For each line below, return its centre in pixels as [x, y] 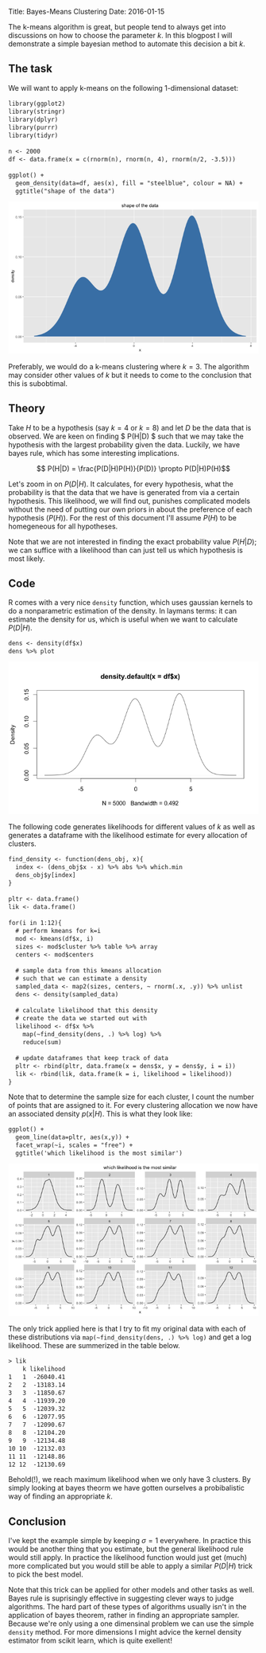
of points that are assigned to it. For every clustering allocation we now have [133, 1105]
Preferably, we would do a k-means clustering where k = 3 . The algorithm [129, 366]
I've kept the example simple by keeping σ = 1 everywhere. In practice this [130, 1540]
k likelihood [44, 1369]
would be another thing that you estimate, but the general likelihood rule [126, 1549]
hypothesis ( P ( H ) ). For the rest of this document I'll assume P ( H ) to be [122, 517]
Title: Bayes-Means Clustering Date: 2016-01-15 [87, 12]
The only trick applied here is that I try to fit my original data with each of [127, 1329]
